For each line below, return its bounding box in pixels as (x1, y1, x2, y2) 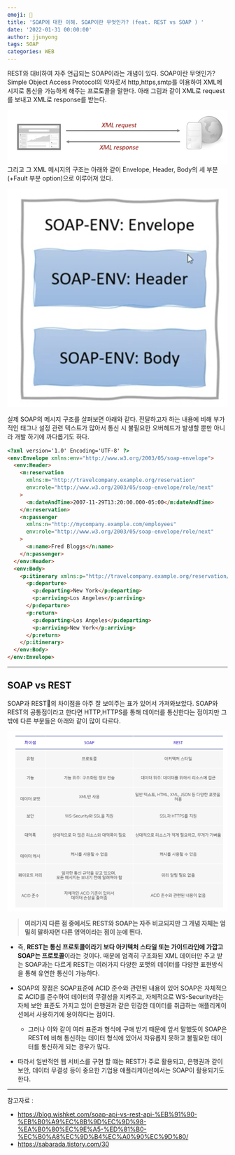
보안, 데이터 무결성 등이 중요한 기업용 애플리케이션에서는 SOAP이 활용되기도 (17, 1065, 225, 1074)
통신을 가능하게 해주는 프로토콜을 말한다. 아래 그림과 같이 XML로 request (25, 87, 225, 94)
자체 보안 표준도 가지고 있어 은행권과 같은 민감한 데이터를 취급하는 (17, 1001, 197, 1009)
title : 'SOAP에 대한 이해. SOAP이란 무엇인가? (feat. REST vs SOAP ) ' (7, 18, 204, 26)
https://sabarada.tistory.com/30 (17, 1140, 110, 1148)
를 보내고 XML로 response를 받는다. (7, 95, 107, 104)
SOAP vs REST (7, 679, 72, 692)
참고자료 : (7, 1096, 34, 1105)
